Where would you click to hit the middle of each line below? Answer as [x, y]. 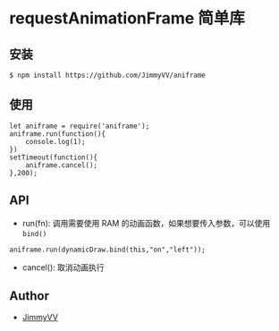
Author [29, 296]
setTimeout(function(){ [54, 157]
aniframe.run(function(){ [57, 134]
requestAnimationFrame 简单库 [127, 18]
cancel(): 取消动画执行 [63, 267]
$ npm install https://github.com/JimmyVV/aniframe [107, 75]
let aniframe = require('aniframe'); [80, 126]
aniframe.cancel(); [62, 165]
